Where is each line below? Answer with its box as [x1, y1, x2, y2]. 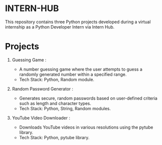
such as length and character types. [19, 100, 91, 106]
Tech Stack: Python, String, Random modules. [19, 105, 111, 111]
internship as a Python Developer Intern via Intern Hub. [5, 24, 115, 29]
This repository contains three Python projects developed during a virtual [5, 19, 151, 25]
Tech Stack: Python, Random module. [19, 76, 94, 82]
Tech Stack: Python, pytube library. [19, 134, 89, 140]
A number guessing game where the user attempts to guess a [19, 66, 143, 72]
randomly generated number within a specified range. [19, 71, 127, 77]
